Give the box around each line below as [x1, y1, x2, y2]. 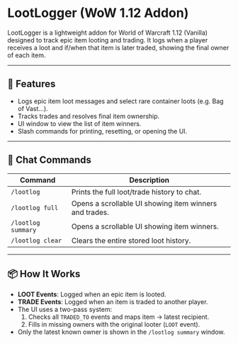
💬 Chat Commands [7, 154, 92, 166]
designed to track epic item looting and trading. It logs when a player [7, 35, 208, 44]
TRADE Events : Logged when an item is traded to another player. [17, 298, 208, 306]
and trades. [71, 207, 110, 217]
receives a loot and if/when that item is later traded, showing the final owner [7, 43, 229, 52]
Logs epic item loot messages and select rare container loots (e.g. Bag [17, 97, 225, 105]
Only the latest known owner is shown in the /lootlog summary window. [17, 327, 225, 337]
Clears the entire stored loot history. [71, 236, 191, 245]
